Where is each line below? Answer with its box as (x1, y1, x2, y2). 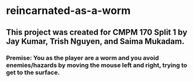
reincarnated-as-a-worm (6, 4, 131, 17)
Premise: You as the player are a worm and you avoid (6, 54, 159, 62)
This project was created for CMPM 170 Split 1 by (6, 27, 188, 37)
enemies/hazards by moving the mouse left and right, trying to (6, 61, 188, 69)
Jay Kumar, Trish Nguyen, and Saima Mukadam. (6, 36, 185, 46)
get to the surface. (6, 68, 60, 76)
